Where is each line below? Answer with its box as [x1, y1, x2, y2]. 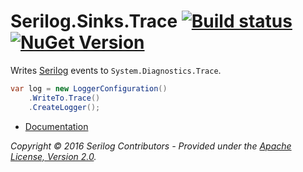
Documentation [24, 120, 89, 132]
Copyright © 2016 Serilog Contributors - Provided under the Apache [10, 140, 292, 152]
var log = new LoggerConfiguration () [10, 83, 168, 94]
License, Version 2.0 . [10, 150, 97, 162]
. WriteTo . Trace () [28, 93, 101, 103]
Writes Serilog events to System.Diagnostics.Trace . [10, 64, 222, 76]
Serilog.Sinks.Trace [10, 10, 178, 33]
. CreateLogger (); [28, 102, 101, 112]
